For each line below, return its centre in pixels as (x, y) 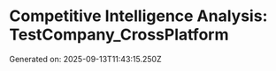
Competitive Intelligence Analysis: (138, 16)
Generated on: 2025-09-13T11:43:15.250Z (85, 59)
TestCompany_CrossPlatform (119, 35)
